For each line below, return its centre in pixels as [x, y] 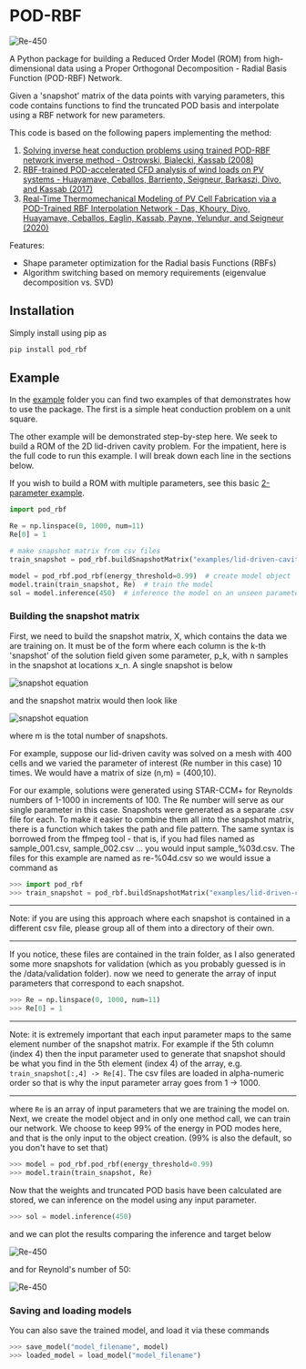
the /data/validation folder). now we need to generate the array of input [143, 974]
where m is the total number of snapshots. [89, 735]
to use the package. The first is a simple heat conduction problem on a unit [150, 410]
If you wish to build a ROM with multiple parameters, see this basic [134, 483]
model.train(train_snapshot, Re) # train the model [112, 584]
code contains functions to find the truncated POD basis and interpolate [144, 105]
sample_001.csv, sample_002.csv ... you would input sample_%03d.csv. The [153, 848]
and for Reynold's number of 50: [71, 1269]
